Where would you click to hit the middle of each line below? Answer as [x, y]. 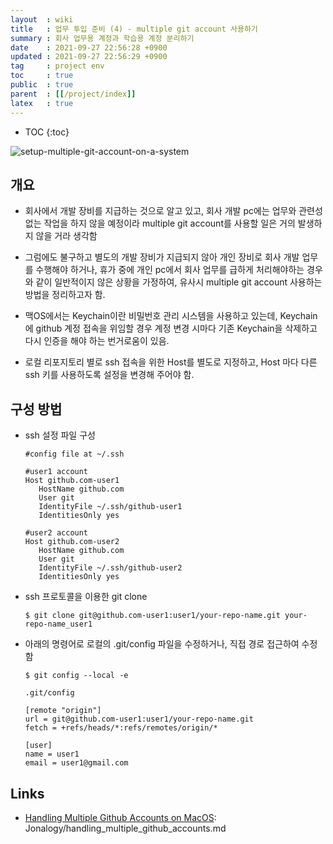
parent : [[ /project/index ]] [73, 94]
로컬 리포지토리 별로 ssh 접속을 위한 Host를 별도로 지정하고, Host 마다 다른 [171, 362]
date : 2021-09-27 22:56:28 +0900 [89, 47]
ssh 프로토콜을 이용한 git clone [86, 597]
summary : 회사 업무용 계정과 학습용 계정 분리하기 [102, 38]
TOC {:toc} [47, 132]
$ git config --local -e [76, 676]
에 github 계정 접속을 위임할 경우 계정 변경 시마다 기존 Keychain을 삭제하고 [171, 328]
